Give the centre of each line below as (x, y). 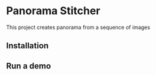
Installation (27, 46)
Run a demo (29, 66)
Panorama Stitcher (53, 11)
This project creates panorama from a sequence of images (78, 27)
